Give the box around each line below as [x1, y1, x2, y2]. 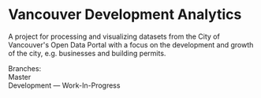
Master [8, 72, 32, 81]
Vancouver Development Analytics [8, 6, 242, 24]
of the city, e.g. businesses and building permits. [8, 48, 166, 58]
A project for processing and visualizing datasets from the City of [8, 32, 221, 41]
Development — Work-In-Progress [8, 81, 121, 90]
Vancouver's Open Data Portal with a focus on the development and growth [8, 40, 254, 49]
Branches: [8, 63, 42, 73]
